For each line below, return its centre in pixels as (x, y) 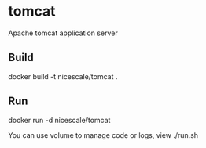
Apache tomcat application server (63, 33)
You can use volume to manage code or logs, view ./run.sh (103, 135)
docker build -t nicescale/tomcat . (63, 76)
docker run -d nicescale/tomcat (59, 120)
